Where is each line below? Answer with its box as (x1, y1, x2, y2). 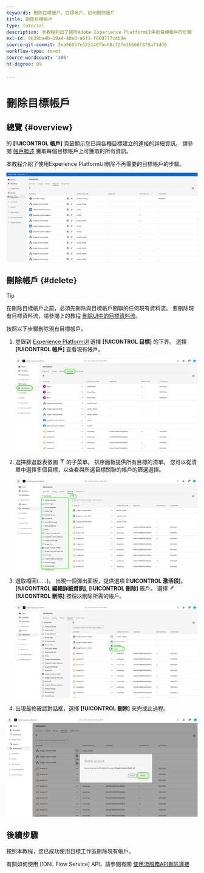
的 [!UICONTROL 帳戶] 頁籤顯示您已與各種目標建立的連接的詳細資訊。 (6, 140, 181, 147)
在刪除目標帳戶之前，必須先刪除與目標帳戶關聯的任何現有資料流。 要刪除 (6, 304, 189, 312)
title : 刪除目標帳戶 (6, 16, 53, 22)
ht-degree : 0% (6, 61, 42, 67)
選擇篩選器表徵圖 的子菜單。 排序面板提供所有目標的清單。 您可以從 (15, 458, 192, 465)
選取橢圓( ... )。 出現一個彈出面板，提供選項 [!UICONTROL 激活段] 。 (15, 577, 186, 584)
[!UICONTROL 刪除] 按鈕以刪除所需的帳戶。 (15, 592, 125, 600)
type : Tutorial (6, 22, 45, 29)
